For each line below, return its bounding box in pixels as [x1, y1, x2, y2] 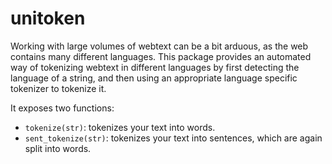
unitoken [10, 7, 86, 30]
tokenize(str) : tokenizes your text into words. [24, 121, 216, 133]
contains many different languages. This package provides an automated [10, 50, 312, 62]
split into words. [24, 142, 92, 154]
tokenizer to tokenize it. [10, 82, 107, 94]
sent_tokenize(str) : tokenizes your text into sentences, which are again [24, 132, 323, 144]
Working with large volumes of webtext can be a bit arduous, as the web [10, 40, 309, 52]
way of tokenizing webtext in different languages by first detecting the [10, 61, 300, 73]
